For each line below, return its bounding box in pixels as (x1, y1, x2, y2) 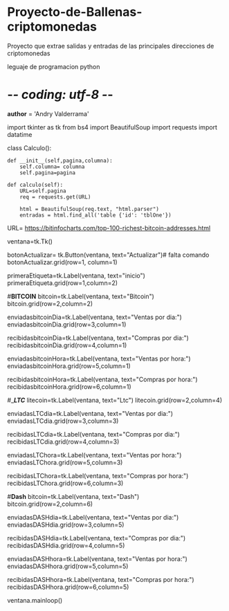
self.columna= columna (19, 163, 85, 170)
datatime (7, 130, 33, 138)
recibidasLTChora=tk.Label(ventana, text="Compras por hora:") (7, 471, 189, 480)
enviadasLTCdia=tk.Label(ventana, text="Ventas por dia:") (7, 409, 174, 417)
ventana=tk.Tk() (7, 237, 53, 246)
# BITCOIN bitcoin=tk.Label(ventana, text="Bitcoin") (7, 292, 154, 300)
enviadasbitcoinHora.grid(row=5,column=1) (7, 361, 131, 370)
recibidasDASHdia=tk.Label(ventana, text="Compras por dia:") (7, 534, 186, 542)
